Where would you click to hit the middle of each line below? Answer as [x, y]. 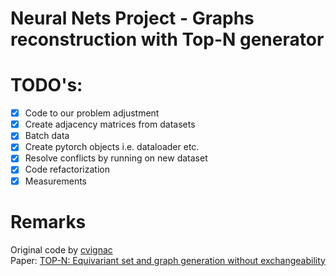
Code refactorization [67, 169]
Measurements [55, 181]
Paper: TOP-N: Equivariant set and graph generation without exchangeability [168, 260]
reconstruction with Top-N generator [167, 39]
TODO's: [46, 85]
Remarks [48, 221]
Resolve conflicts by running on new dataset [116, 158]
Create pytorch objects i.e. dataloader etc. [112, 147]
